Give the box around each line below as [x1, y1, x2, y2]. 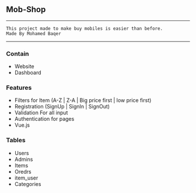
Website [14, 63, 35, 70]
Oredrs [14, 168, 32, 175]
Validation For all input [14, 109, 68, 116]
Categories [14, 180, 41, 187]
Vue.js [14, 122, 30, 129]
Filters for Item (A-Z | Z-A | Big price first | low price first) [14, 97, 152, 104]
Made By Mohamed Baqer [6, 30, 61, 37]
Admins [14, 156, 33, 163]
